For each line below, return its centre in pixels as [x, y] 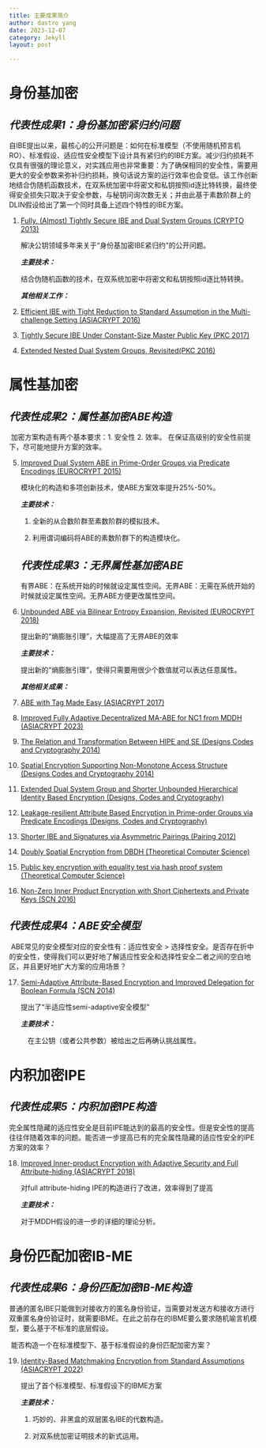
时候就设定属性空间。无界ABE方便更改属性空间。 [100, 595]
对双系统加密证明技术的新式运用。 [88, 1435]
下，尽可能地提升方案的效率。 [57, 447]
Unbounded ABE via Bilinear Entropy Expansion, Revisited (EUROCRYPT [137, 611]
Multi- [241, 312]
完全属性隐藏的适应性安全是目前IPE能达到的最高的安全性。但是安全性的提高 [132, 1127]
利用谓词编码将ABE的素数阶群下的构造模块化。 [108, 538]
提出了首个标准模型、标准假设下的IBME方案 [91, 1386]
